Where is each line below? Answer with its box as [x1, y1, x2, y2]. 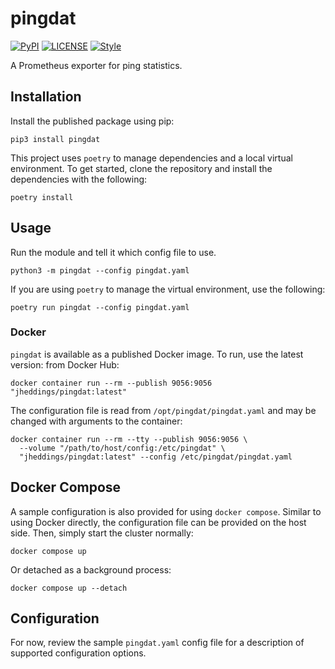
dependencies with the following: [10, 173, 148, 185]
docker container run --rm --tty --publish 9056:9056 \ [10, 434, 248, 444]
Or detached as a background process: [10, 563, 172, 576]
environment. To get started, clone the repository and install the [10, 162, 273, 174]
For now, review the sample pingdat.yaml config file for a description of [10, 637, 305, 649]
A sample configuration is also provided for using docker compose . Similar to [10, 505, 322, 517]
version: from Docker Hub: [10, 358, 120, 371]
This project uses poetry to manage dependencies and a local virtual [10, 152, 293, 164]
